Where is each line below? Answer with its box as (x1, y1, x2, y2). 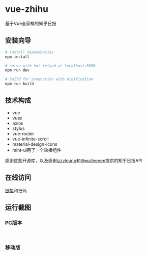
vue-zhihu (5, 3, 48, 15)
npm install (5, 54, 29, 59)
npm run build (5, 82, 34, 86)
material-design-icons (12, 141, 58, 147)
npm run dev (5, 68, 29, 73)
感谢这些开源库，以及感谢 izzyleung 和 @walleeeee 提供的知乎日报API (5, 157, 143, 164)
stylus (12, 125, 25, 131)
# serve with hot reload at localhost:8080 (5, 63, 96, 68)
